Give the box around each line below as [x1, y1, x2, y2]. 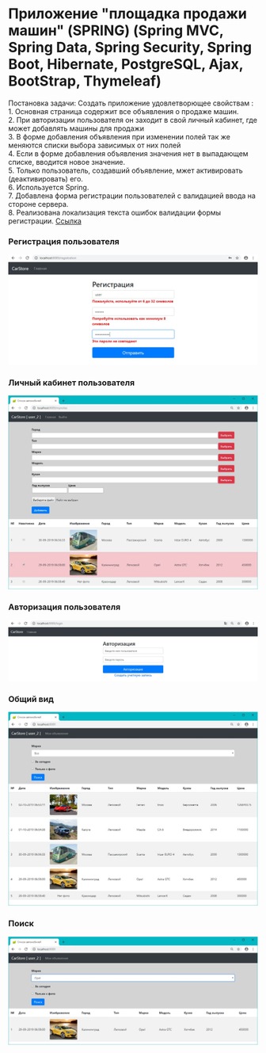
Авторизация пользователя [8, 601, 121, 612]
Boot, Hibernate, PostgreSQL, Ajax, [8, 55, 244, 74]
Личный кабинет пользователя [8, 377, 135, 388]
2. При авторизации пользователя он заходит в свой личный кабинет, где [8, 115, 257, 124]
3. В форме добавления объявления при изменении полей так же [8, 132, 231, 141]
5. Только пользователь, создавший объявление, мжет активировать [8, 166, 243, 175]
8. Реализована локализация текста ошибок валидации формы [8, 208, 222, 217]
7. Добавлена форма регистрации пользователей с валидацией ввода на [8, 191, 256, 200]
